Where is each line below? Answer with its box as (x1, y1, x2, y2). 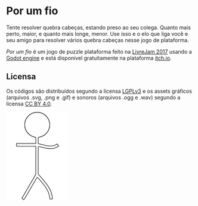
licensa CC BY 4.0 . (6, 100, 52, 107)
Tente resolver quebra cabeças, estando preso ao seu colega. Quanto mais (6, 24, 191, 31)
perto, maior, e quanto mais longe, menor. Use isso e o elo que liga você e (6, 30, 188, 37)
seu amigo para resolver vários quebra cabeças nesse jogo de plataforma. (6, 36, 189, 43)
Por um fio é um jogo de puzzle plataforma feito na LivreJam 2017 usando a (6, 48, 192, 55)
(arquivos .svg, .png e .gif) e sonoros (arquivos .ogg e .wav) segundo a (6, 93, 181, 101)
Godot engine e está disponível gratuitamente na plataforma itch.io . (6, 54, 172, 61)
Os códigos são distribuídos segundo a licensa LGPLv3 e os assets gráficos (6, 88, 193, 95)
